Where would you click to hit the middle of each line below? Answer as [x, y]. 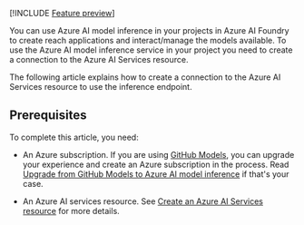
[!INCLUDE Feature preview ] [62, 13]
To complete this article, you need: [74, 137]
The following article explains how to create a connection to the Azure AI [145, 77]
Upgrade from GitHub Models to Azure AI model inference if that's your [156, 174]
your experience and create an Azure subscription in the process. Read [156, 164]
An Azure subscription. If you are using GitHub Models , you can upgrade [158, 154]
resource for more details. [71, 210]
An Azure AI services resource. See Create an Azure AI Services [142, 201]
